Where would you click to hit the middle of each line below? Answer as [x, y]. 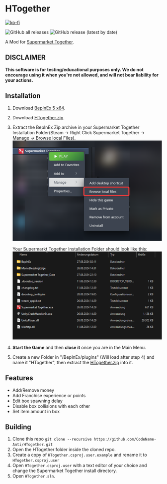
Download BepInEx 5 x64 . [39, 108]
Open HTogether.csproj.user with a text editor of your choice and [80, 466]
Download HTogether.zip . [38, 117]
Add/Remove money [33, 390]
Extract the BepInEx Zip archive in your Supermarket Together [76, 127]
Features [19, 378]
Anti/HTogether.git [33, 445]
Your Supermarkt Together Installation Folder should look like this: [80, 249]
